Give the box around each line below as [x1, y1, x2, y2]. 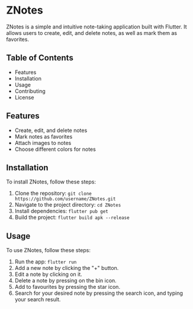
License [14, 94, 34, 101]
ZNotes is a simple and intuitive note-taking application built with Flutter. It [6, 23, 187, 30]
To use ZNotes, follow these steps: [6, 247, 91, 254]
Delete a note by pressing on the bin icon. [14, 277, 117, 284]
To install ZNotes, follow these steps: [6, 178, 96, 185]
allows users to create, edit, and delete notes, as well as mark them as [6, 29, 178, 36]
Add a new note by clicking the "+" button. [14, 265, 119, 272]
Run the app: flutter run [14, 258, 77, 265]
